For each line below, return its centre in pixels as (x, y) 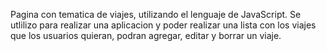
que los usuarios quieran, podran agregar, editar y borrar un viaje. (146, 35)
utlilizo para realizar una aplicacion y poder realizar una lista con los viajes (163, 25)
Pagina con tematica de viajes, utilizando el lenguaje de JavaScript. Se (156, 14)
